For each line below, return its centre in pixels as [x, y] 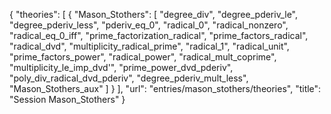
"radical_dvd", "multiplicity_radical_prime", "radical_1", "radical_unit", [149, 46]
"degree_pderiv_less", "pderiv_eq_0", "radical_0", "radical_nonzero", [149, 25]
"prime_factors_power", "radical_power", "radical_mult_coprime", [143, 57]
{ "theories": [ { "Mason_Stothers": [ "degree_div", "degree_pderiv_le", [154, 14]
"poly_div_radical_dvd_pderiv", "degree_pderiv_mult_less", [129, 78]
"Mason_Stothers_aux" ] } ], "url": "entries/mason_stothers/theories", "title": [165, 88]
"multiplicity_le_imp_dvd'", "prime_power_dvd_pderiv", [121, 67]
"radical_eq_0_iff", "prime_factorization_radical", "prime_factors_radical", [159, 35]
